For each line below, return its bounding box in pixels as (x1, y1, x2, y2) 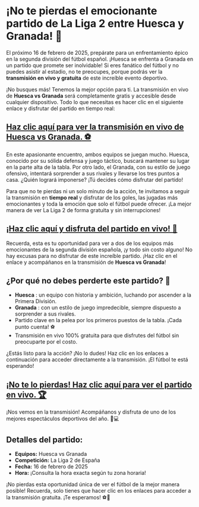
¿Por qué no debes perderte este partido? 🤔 (6, 275, 170, 286)
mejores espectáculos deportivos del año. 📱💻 (6, 415, 119, 423)
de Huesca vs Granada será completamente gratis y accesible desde (6, 92, 176, 99)
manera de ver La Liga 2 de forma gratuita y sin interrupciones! (6, 206, 161, 213)
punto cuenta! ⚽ (14, 323, 55, 330)
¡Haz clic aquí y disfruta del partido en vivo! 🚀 (6, 224, 178, 234)
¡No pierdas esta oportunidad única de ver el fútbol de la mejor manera (6, 481, 180, 488)
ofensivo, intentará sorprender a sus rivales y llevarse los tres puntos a (6, 169, 180, 177)
